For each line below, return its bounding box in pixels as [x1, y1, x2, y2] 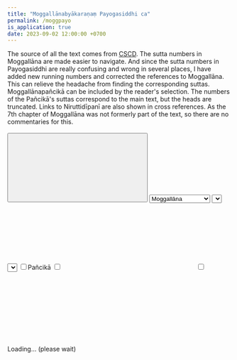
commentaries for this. [7, 118, 74, 126]
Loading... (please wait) [7, 345, 77, 354]
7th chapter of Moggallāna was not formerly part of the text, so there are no [7, 110, 229, 119]
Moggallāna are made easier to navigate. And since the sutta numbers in [7, 58, 219, 66]
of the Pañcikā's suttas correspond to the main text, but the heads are [7, 95, 212, 104]
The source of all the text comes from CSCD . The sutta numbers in [7, 50, 202, 58]
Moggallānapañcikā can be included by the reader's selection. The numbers [7, 87, 231, 96]
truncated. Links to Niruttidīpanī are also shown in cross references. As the [7, 102, 226, 111]
